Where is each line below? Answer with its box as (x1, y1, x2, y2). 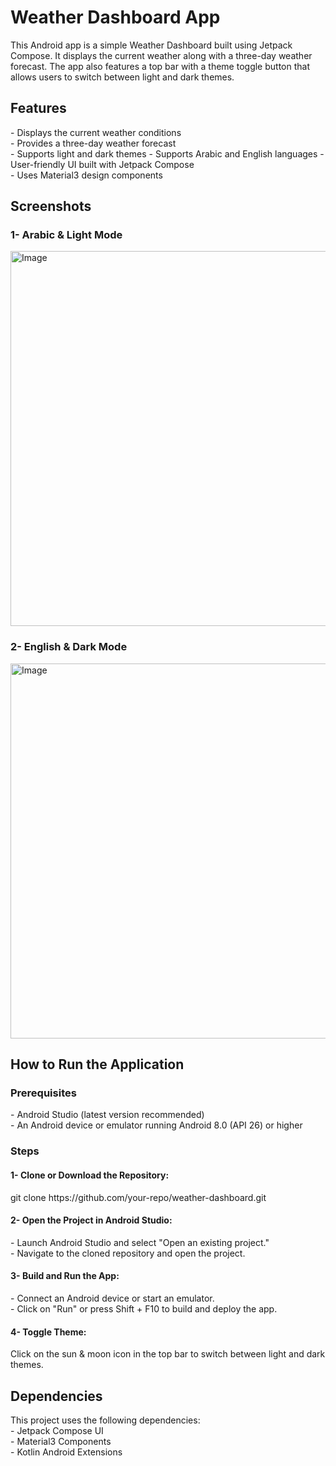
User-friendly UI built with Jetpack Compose (10, 158, 195, 170)
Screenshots (10, 198, 92, 215)
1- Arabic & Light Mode (10, 228, 123, 242)
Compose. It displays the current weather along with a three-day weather (10, 49, 313, 61)
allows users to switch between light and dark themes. (10, 71, 235, 83)
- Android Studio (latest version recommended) (10, 1109, 205, 1121)
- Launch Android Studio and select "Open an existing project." (10, 1236, 270, 1248)
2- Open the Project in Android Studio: (10, 1214, 173, 1226)
